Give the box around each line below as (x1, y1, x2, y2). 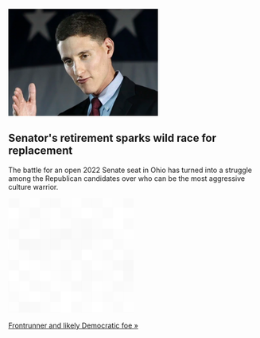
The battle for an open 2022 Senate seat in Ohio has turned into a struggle (8, 165, 253, 175)
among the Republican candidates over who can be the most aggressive (8, 173, 245, 183)
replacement (8, 144, 73, 158)
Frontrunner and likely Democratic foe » (8, 320, 139, 330)
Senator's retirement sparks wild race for (8, 132, 217, 145)
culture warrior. (8, 182, 59, 191)
